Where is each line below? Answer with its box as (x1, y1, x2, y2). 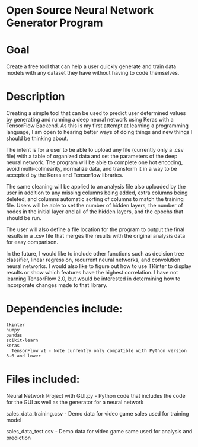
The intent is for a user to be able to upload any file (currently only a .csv (6, 146, 184, 154)
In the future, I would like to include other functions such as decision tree (6, 250, 184, 257)
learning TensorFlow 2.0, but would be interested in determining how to (6, 275, 181, 282)
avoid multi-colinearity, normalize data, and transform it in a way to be (6, 165, 177, 173)
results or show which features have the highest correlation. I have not (6, 269, 178, 276)
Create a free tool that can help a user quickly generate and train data (6, 63, 177, 70)
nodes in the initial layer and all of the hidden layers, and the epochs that (6, 208, 184, 215)
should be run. (6, 215, 41, 222)
